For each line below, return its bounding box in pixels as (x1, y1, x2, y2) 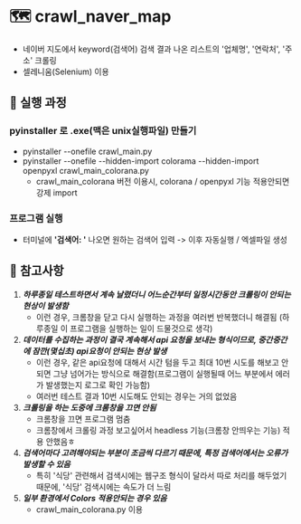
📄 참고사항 (9, 263, 65, 279)
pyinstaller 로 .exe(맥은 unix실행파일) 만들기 (9, 125, 197, 138)
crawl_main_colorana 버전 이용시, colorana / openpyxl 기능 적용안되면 (35, 176, 290, 186)
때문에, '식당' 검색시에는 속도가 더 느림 (35, 481, 172, 492)
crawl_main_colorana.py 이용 (35, 503, 143, 515)
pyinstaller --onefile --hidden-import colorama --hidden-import (22, 155, 259, 167)
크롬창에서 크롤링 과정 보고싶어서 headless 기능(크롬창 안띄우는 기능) (35, 424, 281, 435)
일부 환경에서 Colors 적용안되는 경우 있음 (22, 492, 167, 503)
